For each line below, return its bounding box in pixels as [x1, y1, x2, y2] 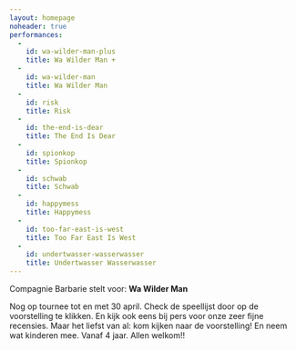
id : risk [26, 97, 59, 107]
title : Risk [26, 106, 71, 115]
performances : [9, 30, 64, 39]
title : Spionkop [26, 156, 88, 166]
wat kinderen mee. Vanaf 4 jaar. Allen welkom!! [9, 330, 186, 341]
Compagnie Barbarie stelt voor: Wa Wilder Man [9, 284, 189, 294]
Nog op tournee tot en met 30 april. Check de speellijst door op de [9, 301, 260, 312]
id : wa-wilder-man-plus [26, 47, 117, 56]
